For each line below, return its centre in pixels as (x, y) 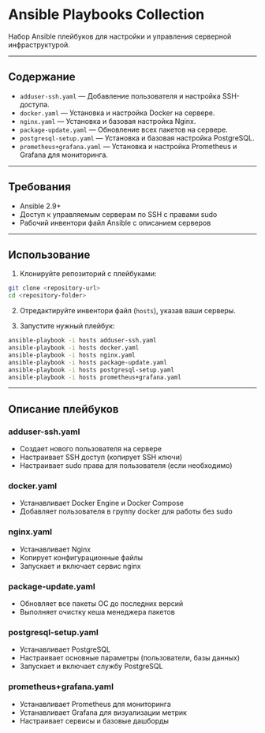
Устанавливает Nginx (55, 549)
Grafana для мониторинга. (64, 155)
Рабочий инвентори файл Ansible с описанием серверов (115, 223)
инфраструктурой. (39, 44)
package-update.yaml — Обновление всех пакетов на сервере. (124, 129)
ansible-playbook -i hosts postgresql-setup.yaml (91, 370)
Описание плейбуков (63, 409)
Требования (39, 187)
